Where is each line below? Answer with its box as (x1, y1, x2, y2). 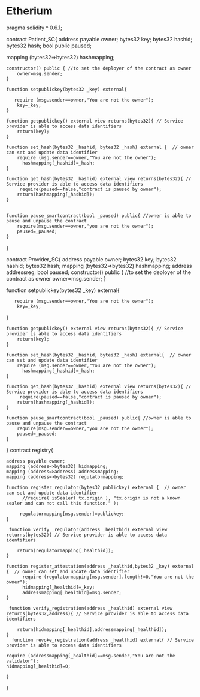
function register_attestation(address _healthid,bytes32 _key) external (6, 563, 195, 569)
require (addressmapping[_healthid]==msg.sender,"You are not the (6, 653, 175, 659)
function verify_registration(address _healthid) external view (8, 605, 172, 611)
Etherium (6, 4, 53, 18)
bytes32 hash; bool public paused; (6, 42, 92, 49)
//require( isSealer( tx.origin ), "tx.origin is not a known (22, 495, 181, 501)
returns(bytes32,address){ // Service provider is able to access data (6, 610, 189, 616)
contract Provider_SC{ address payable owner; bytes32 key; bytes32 (6, 255, 177, 263)
